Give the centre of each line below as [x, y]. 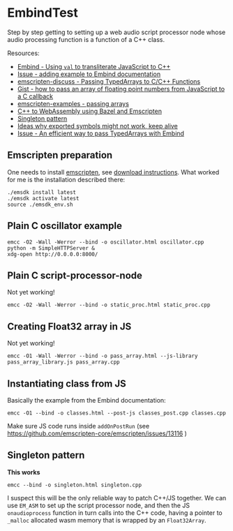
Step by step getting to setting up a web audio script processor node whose [116, 32]
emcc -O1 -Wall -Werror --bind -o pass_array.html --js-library [103, 356]
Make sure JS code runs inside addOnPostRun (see [78, 426]
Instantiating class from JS [67, 383]
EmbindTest [43, 13]
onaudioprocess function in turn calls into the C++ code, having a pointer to [115, 513]
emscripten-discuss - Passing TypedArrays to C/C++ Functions [109, 81]
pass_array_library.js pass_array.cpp [63, 362]
